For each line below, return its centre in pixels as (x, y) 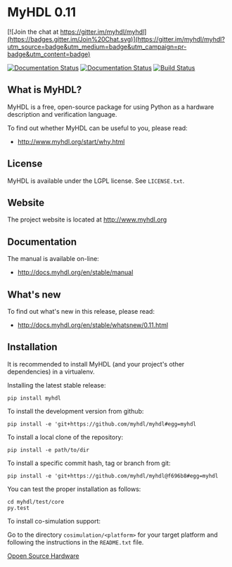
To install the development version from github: (76, 411)
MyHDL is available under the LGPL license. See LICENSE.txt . (96, 181)
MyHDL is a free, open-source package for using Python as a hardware (111, 107)
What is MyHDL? (45, 90)
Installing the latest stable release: (57, 385)
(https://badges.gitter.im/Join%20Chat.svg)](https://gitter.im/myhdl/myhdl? (116, 39)
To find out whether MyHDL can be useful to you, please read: (97, 128)
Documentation (42, 242)
